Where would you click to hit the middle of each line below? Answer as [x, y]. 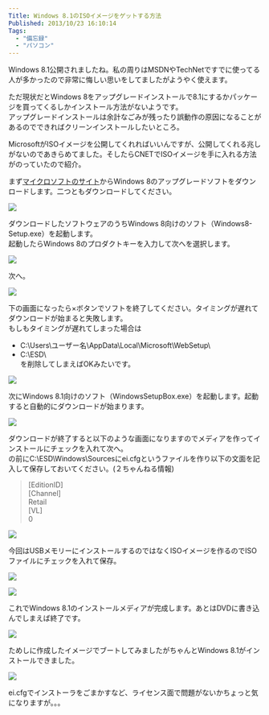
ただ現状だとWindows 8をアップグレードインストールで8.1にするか [119, 97]
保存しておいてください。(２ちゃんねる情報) [102, 469]
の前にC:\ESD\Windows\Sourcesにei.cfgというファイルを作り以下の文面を [130, 459]
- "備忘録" [32, 38]
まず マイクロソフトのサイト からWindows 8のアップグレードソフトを [122, 181]
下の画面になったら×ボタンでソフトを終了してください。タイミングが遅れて [134, 308]
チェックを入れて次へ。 [89, 448]
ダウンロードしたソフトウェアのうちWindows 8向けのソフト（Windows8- [130, 224]
